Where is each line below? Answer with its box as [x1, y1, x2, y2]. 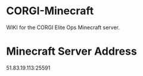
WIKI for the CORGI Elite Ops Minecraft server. [6, 24, 120, 31]
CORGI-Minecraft [6, 4, 94, 18]
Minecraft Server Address [6, 45, 137, 58]
